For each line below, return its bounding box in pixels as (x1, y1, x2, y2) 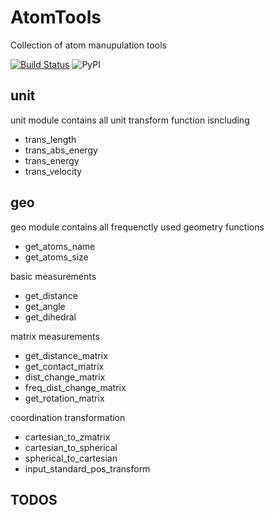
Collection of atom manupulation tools (10, 39, 167, 51)
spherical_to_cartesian (24, 452, 118, 464)
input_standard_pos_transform (24, 462, 151, 475)
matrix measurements (10, 330, 100, 342)
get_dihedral (24, 311, 77, 323)
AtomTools (10, 6, 102, 29)
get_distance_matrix (24, 349, 108, 361)
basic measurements (10, 270, 97, 282)
